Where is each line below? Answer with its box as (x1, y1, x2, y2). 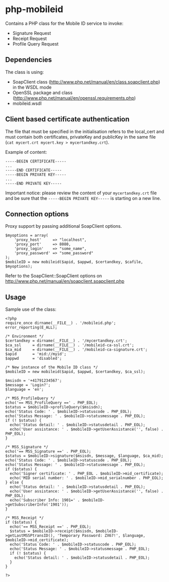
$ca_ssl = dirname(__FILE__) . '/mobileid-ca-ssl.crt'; (5, 343, 135, 348)
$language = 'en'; (5, 387, 44, 392)
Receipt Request (12, 35, 47, 41)
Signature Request (12, 30, 51, 36)
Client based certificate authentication (5, 115, 130, 123)
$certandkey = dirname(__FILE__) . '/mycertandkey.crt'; (5, 338, 128, 344)
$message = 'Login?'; (5, 383, 51, 388)
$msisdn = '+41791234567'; (5, 378, 62, 383)
